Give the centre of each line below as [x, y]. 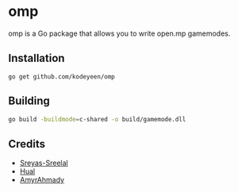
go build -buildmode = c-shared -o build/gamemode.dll [97, 119]
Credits [27, 144]
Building [29, 101]
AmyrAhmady [42, 180]
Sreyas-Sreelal [44, 163]
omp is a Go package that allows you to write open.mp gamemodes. [119, 33]
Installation [36, 58]
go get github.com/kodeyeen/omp [61, 77]
